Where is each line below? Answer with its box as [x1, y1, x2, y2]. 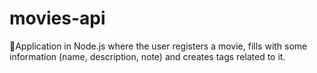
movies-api [9, 7, 106, 30]
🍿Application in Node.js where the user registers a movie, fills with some [9, 40, 308, 52]
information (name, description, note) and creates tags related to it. [9, 50, 286, 62]
